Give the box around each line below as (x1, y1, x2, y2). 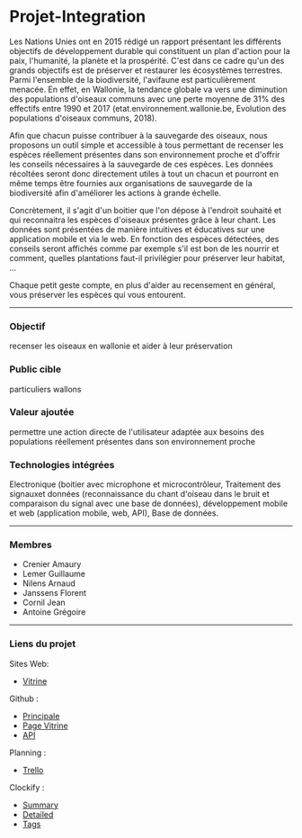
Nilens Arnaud (22, 578, 76, 589)
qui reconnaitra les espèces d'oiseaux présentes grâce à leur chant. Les (9, 214, 277, 225)
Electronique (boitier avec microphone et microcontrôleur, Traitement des (9, 479, 281, 490)
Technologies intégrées (9, 458, 115, 471)
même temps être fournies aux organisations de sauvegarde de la (9, 177, 253, 188)
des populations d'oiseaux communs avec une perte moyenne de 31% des (9, 93, 286, 104)
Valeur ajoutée (9, 406, 75, 419)
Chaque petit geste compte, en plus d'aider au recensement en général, (9, 279, 276, 290)
